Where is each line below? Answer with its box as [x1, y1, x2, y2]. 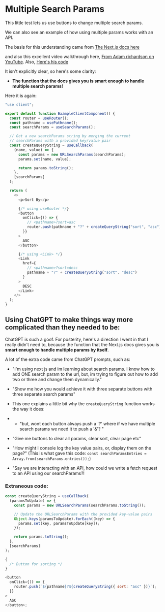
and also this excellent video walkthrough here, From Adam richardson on [5, 53, 154, 60]
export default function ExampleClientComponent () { [5, 111, 115, 116]
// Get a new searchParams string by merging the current [9, 134, 131, 139]
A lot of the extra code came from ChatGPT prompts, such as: [5, 356, 131, 362]
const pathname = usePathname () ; [9, 120, 78, 125]
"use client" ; [5, 102, 34, 107]
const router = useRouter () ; [9, 116, 69, 121]
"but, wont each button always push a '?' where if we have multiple [19, 420, 156, 426]
